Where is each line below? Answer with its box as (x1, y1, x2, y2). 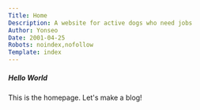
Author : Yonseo (8, 26, 58, 34)
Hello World (8, 73, 48, 82)
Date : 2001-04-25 (8, 33, 66, 42)
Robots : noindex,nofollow (8, 41, 93, 49)
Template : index (8, 48, 62, 56)
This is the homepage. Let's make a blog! (8, 93, 142, 102)
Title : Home (8, 11, 47, 20)
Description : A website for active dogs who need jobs (8, 19, 193, 27)
